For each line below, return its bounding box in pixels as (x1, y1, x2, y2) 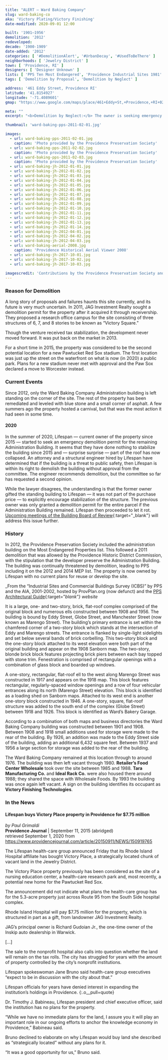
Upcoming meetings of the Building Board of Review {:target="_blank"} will (5, 512, 158, 518)
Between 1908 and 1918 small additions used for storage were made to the (5, 729, 158, 735)
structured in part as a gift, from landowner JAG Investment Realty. (5, 914, 143, 920)
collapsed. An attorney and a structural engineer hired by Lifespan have (5, 454, 153, 460)
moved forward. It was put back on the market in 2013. (5, 335, 118, 341)
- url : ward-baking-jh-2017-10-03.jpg (9, 261, 91, 266)
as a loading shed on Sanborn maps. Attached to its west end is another (5, 693, 153, 699)
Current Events (5, 378, 43, 385)
